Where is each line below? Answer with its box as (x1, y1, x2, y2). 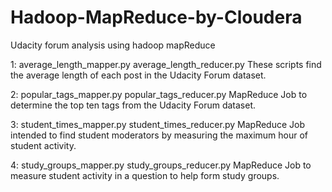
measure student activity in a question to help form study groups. (10, 169, 280, 181)
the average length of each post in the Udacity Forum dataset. (10, 69, 267, 81)
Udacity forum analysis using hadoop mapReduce (10, 39, 216, 51)
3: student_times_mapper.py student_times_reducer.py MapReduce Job (10, 118, 306, 130)
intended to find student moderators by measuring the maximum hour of (10, 129, 309, 141)
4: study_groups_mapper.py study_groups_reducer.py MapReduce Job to (10, 159, 312, 171)
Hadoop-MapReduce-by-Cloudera (10, 6, 303, 29)
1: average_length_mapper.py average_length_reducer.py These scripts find (10, 58, 322, 70)
